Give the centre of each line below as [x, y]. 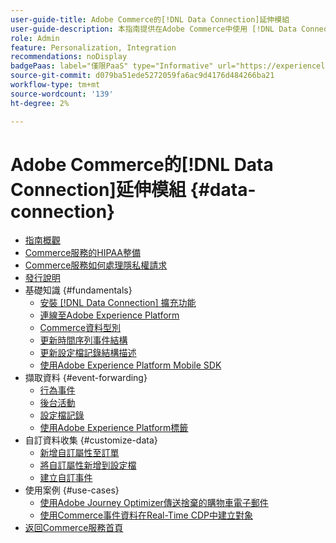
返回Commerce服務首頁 [74, 528]
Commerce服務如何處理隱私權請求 [96, 265]
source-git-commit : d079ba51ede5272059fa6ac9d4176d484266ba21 [142, 76]
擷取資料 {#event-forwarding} [86, 378]
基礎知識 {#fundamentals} [78, 290]
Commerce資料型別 [80, 328]
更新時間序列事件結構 [83, 340]
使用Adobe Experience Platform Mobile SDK [130, 365]
